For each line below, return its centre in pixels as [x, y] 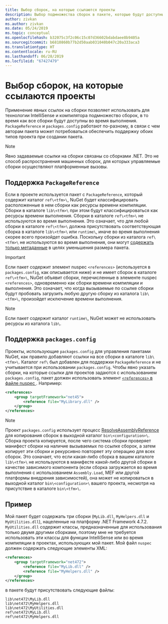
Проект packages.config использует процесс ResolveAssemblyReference [82, 430]
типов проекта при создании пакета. [44, 137]
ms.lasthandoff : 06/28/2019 [34, 56]
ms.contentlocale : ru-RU [31, 51]
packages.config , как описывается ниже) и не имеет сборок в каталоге [81, 272]
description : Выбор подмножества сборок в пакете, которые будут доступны [85, 14]
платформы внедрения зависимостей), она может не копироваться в [79, 478]
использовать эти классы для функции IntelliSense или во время [74, 537]
